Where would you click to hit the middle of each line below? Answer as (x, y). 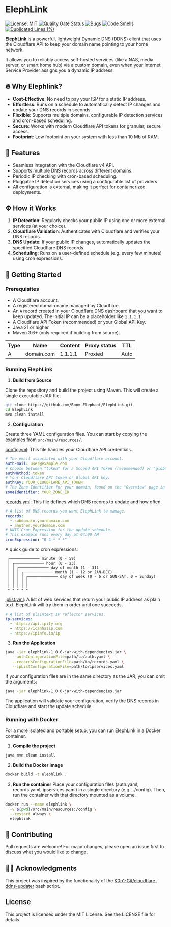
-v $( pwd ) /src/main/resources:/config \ (53, 809)
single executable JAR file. (33, 396)
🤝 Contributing (29, 834)
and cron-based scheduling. (42, 120)
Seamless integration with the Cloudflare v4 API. (63, 165)
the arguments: (21, 681)
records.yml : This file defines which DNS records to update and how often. (83, 502)
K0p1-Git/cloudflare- (136, 881)
